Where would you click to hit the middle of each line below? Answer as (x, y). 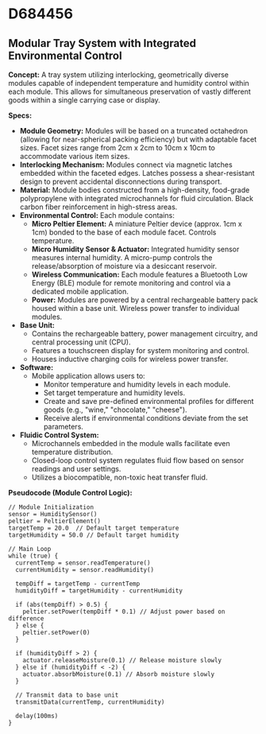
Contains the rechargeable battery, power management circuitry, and (145, 334)
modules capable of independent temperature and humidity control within (129, 83)
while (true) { (33, 556)
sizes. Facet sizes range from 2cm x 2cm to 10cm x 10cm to (118, 148)
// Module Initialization (51, 507)
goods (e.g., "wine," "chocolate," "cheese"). (116, 410)
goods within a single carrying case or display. (84, 100)
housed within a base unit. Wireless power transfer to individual (135, 308)
